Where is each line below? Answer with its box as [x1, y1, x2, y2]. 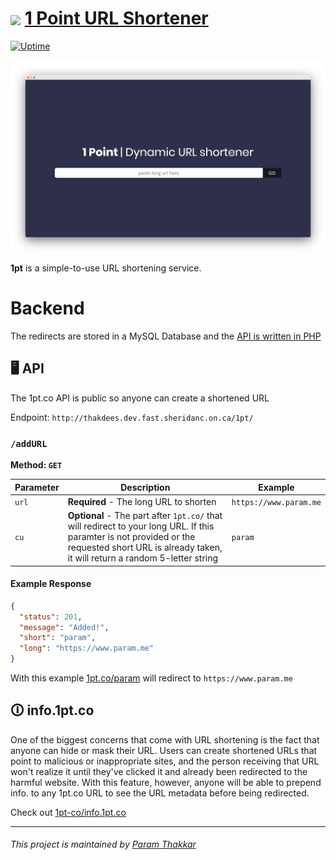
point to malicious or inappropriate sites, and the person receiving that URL [10, 755, 320, 767]
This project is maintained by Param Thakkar [10, 838, 197, 851]
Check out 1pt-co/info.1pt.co [10, 806, 127, 818]
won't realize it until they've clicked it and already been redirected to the [10, 765, 308, 777]
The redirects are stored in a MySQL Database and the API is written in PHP [10, 330, 322, 342]
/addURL [10, 438, 48, 449]
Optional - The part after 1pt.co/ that [67, 510, 223, 522]
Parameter [14, 481, 60, 493]
